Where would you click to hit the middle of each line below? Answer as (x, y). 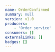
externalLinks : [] (24, 38)
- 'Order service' (33, 28)
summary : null (20, 14)
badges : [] (16, 42)
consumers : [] (20, 33)
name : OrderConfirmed (27, 10)
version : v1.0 (20, 19)
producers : (16, 24)
